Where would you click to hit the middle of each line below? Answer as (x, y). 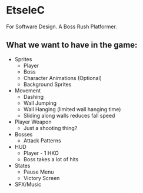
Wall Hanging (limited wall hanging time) (72, 109)
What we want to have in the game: (72, 45)
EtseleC (26, 10)
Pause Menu (39, 172)
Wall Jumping (40, 103)
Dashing (34, 96)
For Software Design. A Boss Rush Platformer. (62, 26)
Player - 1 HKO (41, 153)
